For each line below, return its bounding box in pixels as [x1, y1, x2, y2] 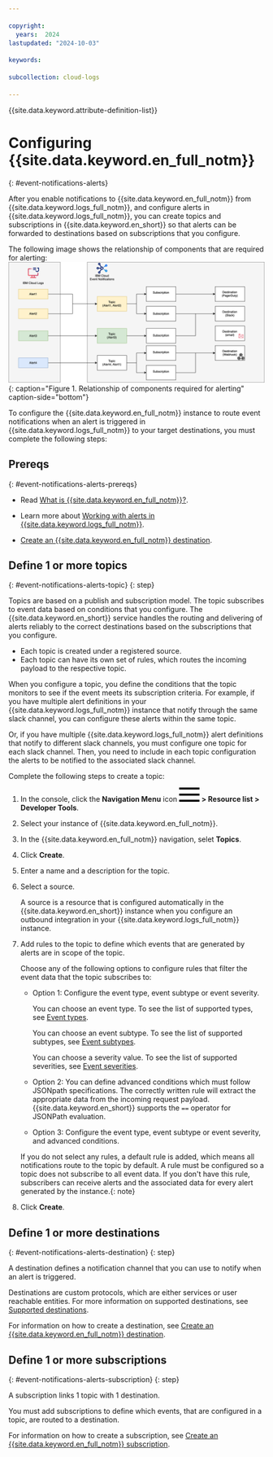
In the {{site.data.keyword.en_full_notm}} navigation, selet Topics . [19, 834, 242, 844]
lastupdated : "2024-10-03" [8, 39, 100, 47]
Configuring [8, 133, 92, 152]
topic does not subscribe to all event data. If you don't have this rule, [19, 1169, 250, 1179]
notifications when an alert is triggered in [8, 416, 146, 427]
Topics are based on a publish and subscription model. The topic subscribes [8, 596, 265, 606]
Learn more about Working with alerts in [19, 510, 155, 520]
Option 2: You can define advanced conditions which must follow [32, 1077, 250, 1087]
